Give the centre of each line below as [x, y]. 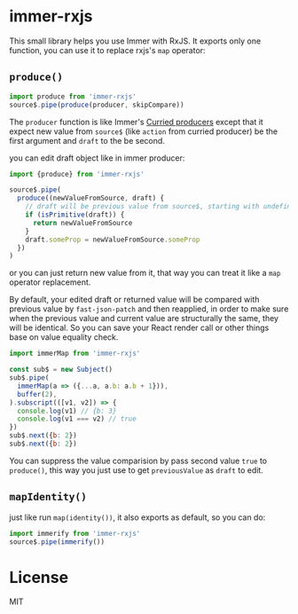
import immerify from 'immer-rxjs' [75, 533]
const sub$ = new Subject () [61, 370]
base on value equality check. [64, 337]
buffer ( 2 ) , [37, 394]
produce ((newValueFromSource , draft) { [91, 198]
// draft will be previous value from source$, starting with [142, 207]
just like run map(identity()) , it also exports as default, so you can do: [137, 517]
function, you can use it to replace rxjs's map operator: [107, 50]
